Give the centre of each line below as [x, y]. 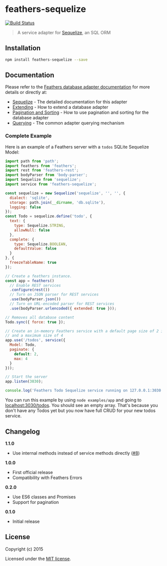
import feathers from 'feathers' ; [41, 166]
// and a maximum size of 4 [34, 336]
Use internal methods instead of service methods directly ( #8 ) [76, 453]
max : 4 [21, 359]
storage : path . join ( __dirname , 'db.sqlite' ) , [58, 202]
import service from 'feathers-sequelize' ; [51, 184]
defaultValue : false [35, 249]
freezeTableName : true [33, 263]
